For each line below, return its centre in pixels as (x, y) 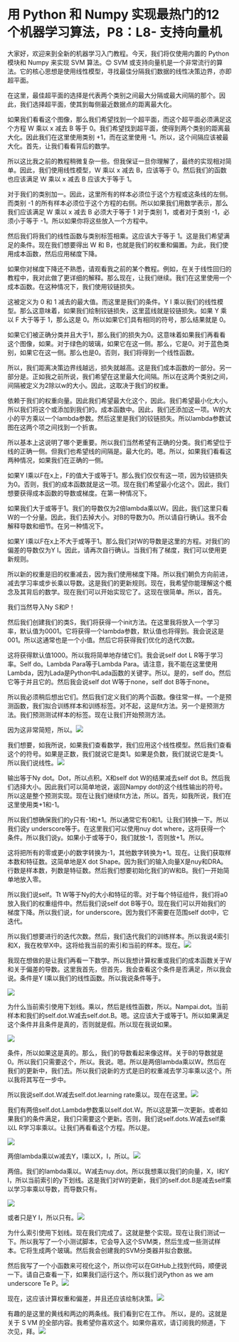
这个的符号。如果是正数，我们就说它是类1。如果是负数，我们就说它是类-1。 (117, 754)
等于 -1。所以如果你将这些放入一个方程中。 (89, 221)
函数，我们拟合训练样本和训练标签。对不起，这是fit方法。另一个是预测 (116, 706)
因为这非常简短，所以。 (42, 730)
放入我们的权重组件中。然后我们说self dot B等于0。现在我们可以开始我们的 (117, 903)
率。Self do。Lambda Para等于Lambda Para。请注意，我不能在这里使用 (113, 664)
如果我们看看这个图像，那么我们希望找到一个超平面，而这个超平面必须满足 (116, 119)
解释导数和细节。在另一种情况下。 (57, 526)
